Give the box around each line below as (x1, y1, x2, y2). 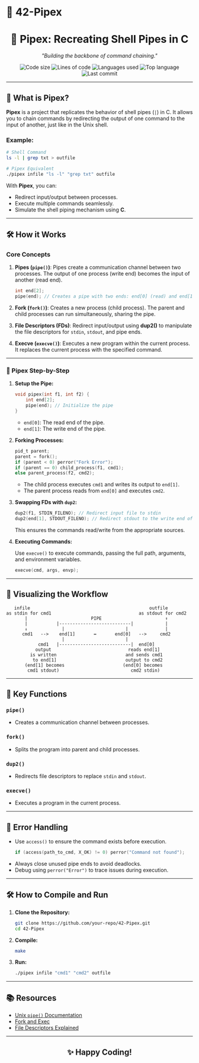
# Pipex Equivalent (6, 166, 54, 172)
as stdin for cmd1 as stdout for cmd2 (6, 610, 187, 616)
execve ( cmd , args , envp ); (14, 567, 79, 574)
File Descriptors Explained (14, 1024, 79, 1032)
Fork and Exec (14, 1018, 50, 1025)
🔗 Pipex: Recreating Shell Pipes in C (10, 33, 189, 46)
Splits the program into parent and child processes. (14, 745, 140, 753)
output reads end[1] (35, 647, 161, 653)
